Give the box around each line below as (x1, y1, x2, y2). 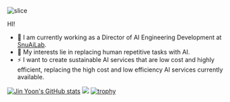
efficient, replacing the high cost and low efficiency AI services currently (17, 65, 224, 74)
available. (17, 73, 45, 81)
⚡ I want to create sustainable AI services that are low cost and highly (17, 56, 215, 63)
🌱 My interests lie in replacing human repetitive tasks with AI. (17, 48, 191, 56)
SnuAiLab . (17, 41, 47, 48)
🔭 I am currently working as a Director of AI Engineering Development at (17, 33, 222, 41)
